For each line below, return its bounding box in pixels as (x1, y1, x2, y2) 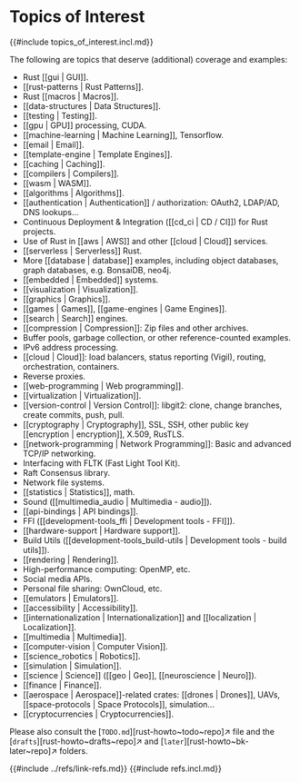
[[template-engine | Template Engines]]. (22, 148, 173, 160)
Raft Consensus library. (22, 467, 111, 478)
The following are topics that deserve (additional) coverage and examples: (9, 54, 288, 64)
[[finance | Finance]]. (22, 679, 102, 690)
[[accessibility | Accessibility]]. (22, 602, 138, 613)
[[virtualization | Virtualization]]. (22, 390, 142, 401)
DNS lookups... (22, 206, 79, 217)
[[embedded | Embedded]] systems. (22, 274, 159, 285)
